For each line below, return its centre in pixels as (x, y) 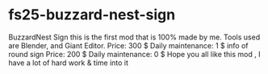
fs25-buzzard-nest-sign (92, 15)
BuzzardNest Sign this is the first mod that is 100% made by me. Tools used (134, 37)
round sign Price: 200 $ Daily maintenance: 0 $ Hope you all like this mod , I (134, 54)
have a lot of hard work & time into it (69, 63)
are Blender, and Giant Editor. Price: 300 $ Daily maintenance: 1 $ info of (128, 45)
